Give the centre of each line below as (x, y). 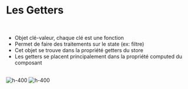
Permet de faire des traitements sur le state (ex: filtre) (79, 44)
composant (28, 63)
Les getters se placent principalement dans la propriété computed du (98, 56)
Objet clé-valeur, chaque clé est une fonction (69, 37)
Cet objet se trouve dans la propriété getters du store (79, 50)
